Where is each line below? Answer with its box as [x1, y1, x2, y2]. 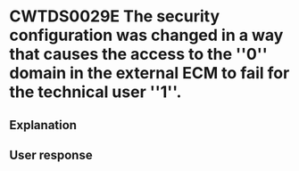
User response [9, 147, 93, 162]
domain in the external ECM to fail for [9, 63, 290, 84]
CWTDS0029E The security [9, 6, 220, 27]
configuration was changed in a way [9, 25, 284, 45]
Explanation [9, 118, 78, 133]
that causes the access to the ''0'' [9, 45, 268, 64]
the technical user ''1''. [9, 82, 182, 102]
